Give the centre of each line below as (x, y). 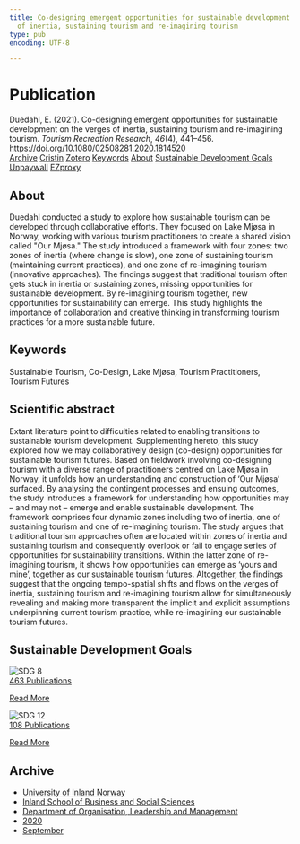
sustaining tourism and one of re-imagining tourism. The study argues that (146, 526)
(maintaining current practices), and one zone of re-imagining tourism (138, 265)
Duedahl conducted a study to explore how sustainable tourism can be (140, 217)
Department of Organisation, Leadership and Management (130, 812)
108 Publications (39, 725)
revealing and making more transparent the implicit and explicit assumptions (150, 603)
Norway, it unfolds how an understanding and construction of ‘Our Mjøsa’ (145, 479)
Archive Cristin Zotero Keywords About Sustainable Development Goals (141, 158)
